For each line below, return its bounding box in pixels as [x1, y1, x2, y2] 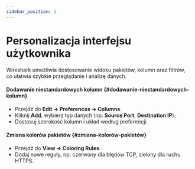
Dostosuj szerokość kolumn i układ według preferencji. [14, 118, 148, 125]
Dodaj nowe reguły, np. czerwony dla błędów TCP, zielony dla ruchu [14, 151, 181, 158]
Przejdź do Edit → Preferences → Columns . [14, 105, 122, 112]
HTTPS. [14, 157, 34, 164]
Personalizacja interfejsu [6, 34, 132, 47]
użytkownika [6, 47, 71, 60]
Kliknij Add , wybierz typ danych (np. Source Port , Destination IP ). [14, 112, 176, 119]
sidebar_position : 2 [6, 8, 57, 15]
